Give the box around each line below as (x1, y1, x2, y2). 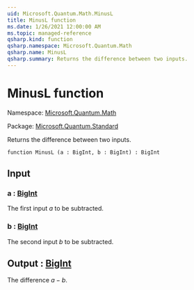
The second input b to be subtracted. (7, 237, 114, 245)
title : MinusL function (7, 17, 76, 24)
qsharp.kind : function (7, 36, 73, 43)
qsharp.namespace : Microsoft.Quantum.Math (7, 42, 132, 49)
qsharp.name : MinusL (7, 49, 67, 56)
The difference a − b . (7, 276, 68, 284)
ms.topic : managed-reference (7, 29, 92, 37)
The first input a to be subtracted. (7, 204, 104, 213)
